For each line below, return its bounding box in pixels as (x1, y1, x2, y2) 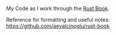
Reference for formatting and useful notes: (6, 16, 110, 23)
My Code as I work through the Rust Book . (6, 5, 109, 12)
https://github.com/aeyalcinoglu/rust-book (6, 23, 110, 29)
